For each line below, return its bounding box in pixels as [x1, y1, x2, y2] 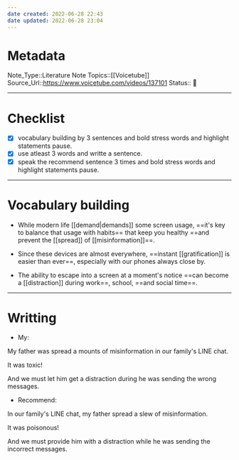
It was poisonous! [7, 424, 59, 432]
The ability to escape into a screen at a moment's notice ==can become [17, 271, 229, 279]
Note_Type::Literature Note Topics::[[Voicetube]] [7, 71, 150, 80]
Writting [7, 310, 57, 326]
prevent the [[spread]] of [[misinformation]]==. [17, 235, 155, 244]
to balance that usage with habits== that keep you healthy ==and [17, 228, 210, 237]
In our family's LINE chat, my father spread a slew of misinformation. [7, 410, 208, 418]
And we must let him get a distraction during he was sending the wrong [7, 375, 217, 383]
